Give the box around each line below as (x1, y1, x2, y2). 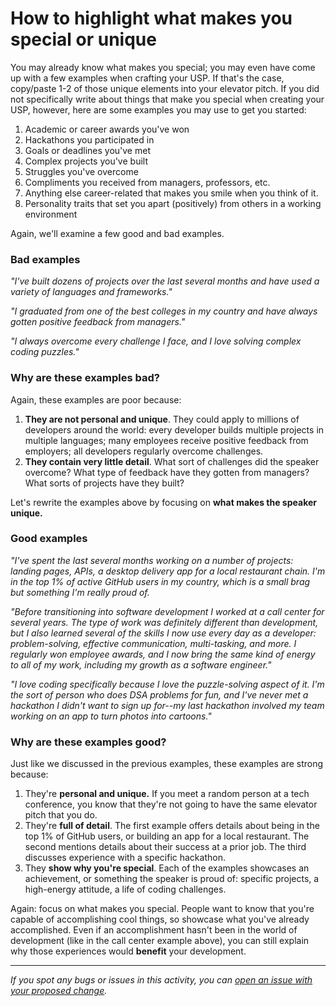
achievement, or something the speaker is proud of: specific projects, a (24, 873, 320, 885)
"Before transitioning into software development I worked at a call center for (10, 605, 325, 617)
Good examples (10, 532, 88, 546)
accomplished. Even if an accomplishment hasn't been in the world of (10, 924, 298, 936)
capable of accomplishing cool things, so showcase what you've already (10, 913, 310, 926)
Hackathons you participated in (24, 133, 155, 146)
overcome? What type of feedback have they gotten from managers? (24, 466, 310, 478)
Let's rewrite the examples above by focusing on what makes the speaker (10, 496, 317, 508)
